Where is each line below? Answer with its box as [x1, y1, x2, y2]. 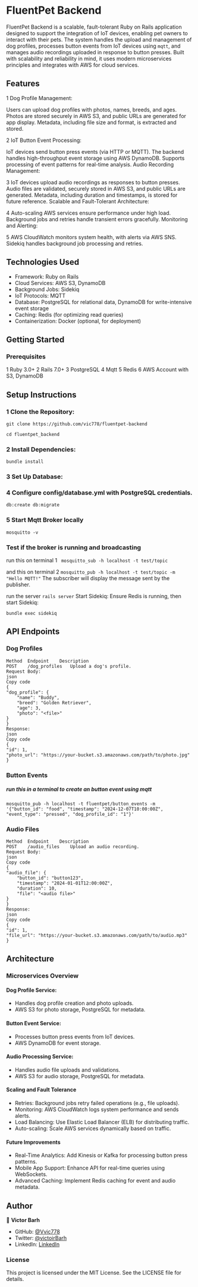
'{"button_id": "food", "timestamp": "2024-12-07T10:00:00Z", [6, 806, 164, 812]
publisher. [6, 581, 31, 588]
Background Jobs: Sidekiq [14, 286, 80, 293]
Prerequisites [6, 352, 46, 361]
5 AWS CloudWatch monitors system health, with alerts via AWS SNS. [6, 233, 177, 240]
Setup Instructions [6, 389, 77, 400]
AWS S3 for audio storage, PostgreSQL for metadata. [14, 1072, 145, 1079]
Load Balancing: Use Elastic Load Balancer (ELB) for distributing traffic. [14, 1119, 190, 1126]
